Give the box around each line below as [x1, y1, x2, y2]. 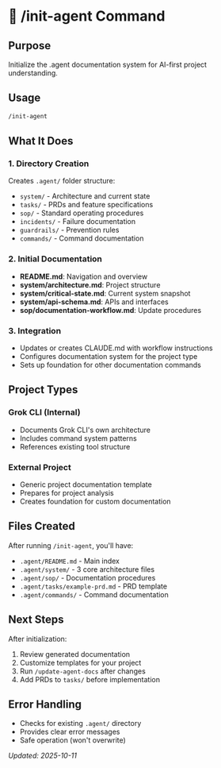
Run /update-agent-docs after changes [19, 666, 147, 676]
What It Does [8, 134, 74, 148]
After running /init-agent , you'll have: [8, 540, 134, 550]
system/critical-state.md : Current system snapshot [19, 288, 191, 298]
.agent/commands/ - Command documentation [19, 589, 169, 599]
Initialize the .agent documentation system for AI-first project [8, 60, 208, 69]
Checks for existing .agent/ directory [19, 719, 142, 728]
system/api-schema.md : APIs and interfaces [19, 297, 169, 307]
